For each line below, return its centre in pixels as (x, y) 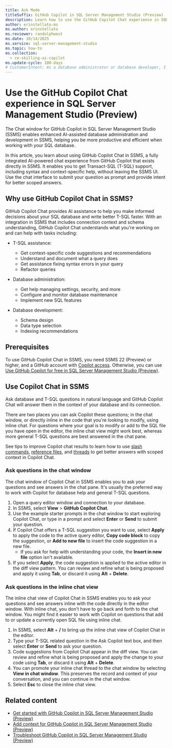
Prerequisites (27, 347)
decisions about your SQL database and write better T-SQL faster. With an (84, 216)
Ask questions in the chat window (48, 470)
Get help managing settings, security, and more (70, 289)
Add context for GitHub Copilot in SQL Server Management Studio (82, 724)
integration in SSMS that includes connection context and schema (75, 222)
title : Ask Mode (23, 10)
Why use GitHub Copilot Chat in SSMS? (69, 199)
